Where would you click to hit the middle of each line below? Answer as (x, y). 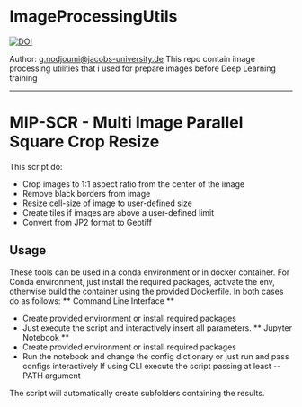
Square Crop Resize (84, 142)
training (23, 77)
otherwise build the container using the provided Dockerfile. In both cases (147, 291)
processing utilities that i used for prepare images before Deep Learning (143, 68)
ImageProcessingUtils (93, 17)
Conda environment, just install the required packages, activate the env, (142, 281)
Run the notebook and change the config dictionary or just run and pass (155, 356)
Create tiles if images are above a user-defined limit (118, 212)
